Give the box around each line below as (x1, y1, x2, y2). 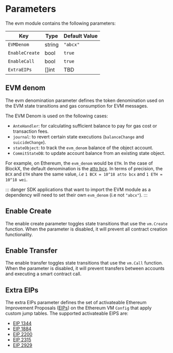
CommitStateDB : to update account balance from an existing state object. (12, 150, 166, 156)
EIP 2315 (12, 337, 32, 343)
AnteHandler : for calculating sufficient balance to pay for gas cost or (12, 122, 158, 129)
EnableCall (8, 58, 34, 64)
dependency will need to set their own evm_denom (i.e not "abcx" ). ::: (5, 191, 148, 198)
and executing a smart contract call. (5, 271, 82, 277)
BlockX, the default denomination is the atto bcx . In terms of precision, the (5, 165, 163, 171)
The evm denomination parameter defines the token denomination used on (5, 97, 164, 103)
